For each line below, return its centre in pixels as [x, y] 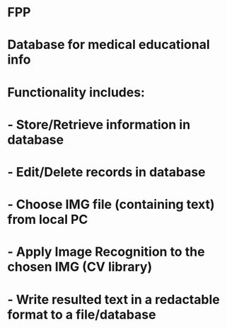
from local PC [48, 220]
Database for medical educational [109, 45]
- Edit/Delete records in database [107, 172]
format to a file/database [82, 314]
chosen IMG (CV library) [80, 267]
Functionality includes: [76, 92]
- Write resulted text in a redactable [114, 299]
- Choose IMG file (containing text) [111, 204]
